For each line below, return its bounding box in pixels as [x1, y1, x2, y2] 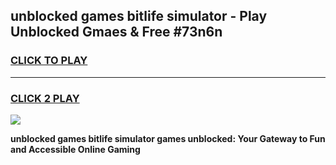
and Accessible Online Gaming [10, 143, 141, 155]
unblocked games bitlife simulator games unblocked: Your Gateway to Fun [10, 132, 326, 144]
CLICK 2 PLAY [10, 91, 80, 105]
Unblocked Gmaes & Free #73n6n [10, 24, 223, 41]
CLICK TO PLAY [10, 54, 88, 68]
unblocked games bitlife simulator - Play [10, 8, 268, 25]
